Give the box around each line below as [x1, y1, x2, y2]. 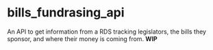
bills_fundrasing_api [7, 5, 125, 21]
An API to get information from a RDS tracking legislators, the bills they [7, 27, 207, 36]
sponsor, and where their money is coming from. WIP [7, 34, 158, 42]
